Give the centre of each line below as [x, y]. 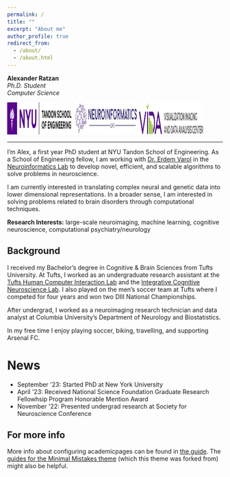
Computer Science [34, 93]
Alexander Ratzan [33, 78]
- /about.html [33, 58]
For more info [36, 435]
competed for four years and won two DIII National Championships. [102, 296]
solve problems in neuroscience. [53, 173]
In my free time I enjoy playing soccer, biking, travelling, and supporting [108, 330]
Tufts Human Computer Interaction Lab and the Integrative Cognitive [104, 282]
